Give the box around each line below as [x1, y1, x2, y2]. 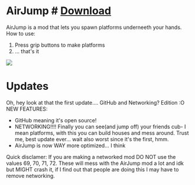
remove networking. [6, 172, 55, 179]
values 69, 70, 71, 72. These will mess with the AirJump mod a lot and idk [6, 160, 184, 167]
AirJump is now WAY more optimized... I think [14, 142, 126, 149]
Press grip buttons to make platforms [14, 41, 105, 48]
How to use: [6, 30, 35, 37]
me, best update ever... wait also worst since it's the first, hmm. [14, 135, 169, 142]
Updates [6, 80, 49, 93]
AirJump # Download [6, 4, 111, 18]
